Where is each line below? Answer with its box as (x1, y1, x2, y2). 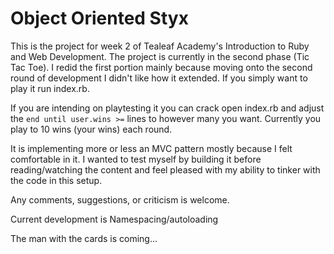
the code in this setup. (10, 174, 103, 186)
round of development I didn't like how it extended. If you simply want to (10, 72, 308, 84)
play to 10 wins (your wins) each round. (10, 123, 173, 135)
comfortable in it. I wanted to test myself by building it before (10, 153, 262, 165)
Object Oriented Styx (10, 7, 189, 30)
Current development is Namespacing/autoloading (10, 213, 219, 225)
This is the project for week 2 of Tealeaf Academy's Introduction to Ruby (10, 40, 310, 52)
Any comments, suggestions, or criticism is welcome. (10, 193, 230, 206)
